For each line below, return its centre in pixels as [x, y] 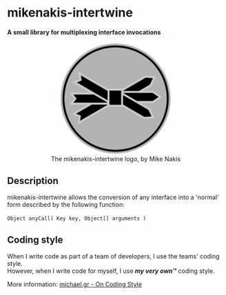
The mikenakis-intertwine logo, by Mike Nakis [116, 159]
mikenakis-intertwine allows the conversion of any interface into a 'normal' [113, 197]
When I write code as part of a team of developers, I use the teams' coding [113, 256]
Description [33, 181]
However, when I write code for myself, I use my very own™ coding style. [111, 271]
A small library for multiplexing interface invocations [84, 32]
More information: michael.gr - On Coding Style [75, 285]
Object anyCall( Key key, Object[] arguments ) [77, 218]
